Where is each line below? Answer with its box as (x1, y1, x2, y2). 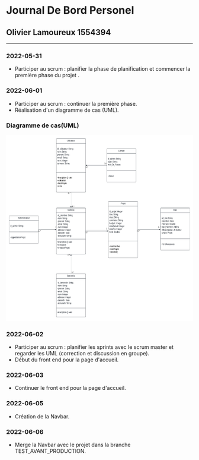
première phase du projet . (14, 72, 80, 79)
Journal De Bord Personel (6, 4, 134, 17)
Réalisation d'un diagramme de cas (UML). (14, 106, 120, 114)
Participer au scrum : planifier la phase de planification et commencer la (14, 65, 191, 73)
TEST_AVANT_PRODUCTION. (14, 448, 86, 455)
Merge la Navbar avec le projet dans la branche (14, 441, 131, 449)
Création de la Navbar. (14, 412, 70, 420)
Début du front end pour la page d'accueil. (14, 356, 119, 363)
